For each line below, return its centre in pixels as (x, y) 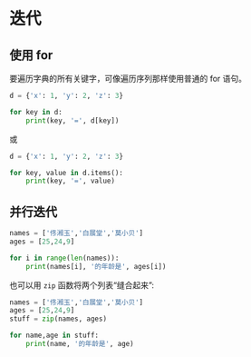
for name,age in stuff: (54, 336)
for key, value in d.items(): (67, 173)
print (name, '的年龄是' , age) (80, 344)
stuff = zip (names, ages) (58, 319)
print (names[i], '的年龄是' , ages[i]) (96, 266)
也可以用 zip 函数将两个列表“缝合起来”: (82, 285)
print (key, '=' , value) (71, 181)
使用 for (31, 55)
